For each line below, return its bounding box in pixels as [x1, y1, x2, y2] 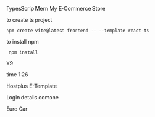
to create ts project [6, 16, 53, 23]
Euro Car [6, 105, 28, 112]
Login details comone [6, 94, 59, 101]
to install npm [6, 38, 40, 45]
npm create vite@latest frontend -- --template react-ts [6, 28, 150, 34]
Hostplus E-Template [6, 82, 57, 89]
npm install [8, 49, 38, 55]
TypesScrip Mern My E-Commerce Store [6, 5, 105, 12]
